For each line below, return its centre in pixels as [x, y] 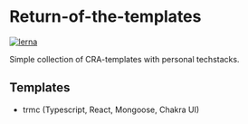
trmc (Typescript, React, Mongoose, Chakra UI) [111, 110]
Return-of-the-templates [105, 17]
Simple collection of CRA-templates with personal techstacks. [124, 59]
